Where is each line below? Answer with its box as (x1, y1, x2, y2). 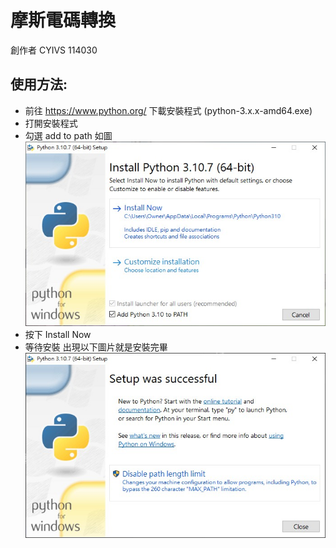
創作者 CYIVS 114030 (10, 44, 98, 56)
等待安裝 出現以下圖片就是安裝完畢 (24, 341, 168, 353)
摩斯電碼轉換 (10, 9, 117, 32)
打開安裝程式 (24, 117, 78, 129)
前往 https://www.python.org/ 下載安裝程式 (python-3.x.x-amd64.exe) (24, 104, 313, 116)
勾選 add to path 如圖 (24, 129, 113, 141)
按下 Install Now (24, 329, 92, 341)
